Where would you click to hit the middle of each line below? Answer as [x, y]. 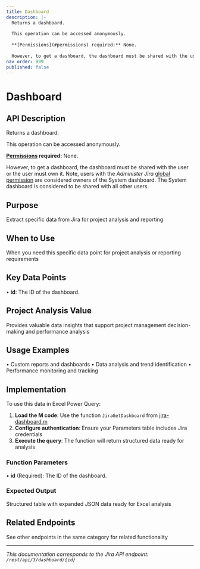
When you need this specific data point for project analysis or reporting [94, 253]
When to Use [31, 238]
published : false [28, 67]
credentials [29, 434]
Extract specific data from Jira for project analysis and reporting [85, 220]
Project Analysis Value [49, 311]
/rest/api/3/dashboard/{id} [41, 560]
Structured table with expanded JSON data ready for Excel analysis [89, 503]
